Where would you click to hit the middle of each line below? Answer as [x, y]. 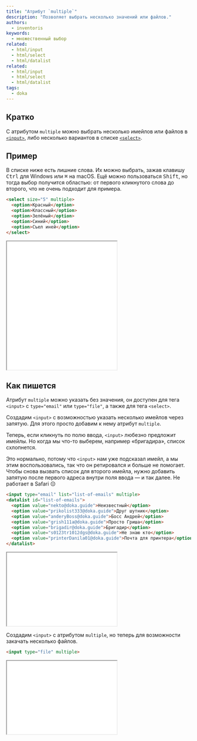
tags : [13, 88]
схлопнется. [21, 447]
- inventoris [27, 28]
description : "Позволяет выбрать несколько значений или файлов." [89, 17]
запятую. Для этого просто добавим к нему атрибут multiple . [84, 424]
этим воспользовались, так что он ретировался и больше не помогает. [96, 465]
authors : [17, 22]
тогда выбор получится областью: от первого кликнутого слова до [90, 183]
